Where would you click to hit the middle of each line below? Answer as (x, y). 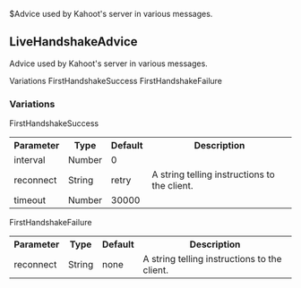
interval (30, 160)
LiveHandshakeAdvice (73, 42)
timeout (30, 200)
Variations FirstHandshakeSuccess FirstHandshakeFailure (116, 80)
